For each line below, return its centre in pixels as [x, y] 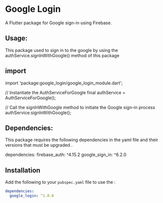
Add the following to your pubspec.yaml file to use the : [61, 182]
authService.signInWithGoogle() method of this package [62, 55]
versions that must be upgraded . [39, 145]
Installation [23, 170]
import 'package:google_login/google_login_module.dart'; [64, 83]
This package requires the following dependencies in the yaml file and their [82, 140]
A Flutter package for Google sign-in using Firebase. [59, 23]
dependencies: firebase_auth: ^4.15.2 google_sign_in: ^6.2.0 [66, 155]
